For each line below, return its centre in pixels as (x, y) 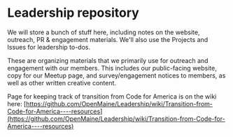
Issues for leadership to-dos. (49, 47)
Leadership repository (73, 13)
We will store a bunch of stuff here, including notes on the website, (104, 32)
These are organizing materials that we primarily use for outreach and (108, 60)
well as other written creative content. (62, 82)
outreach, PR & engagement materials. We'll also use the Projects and (108, 39)
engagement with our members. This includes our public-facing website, (112, 68)
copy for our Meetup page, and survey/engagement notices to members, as (116, 75)
